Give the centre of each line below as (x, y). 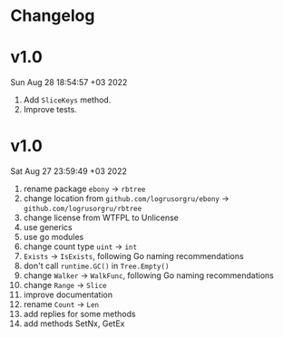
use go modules (54, 237)
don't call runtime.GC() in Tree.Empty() (96, 266)
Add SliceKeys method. (67, 100)
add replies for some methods (79, 314)
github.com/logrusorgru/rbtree (83, 209)
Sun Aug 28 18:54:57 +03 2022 (69, 82)
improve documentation (68, 295)
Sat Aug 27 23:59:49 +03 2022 (69, 171)
